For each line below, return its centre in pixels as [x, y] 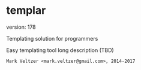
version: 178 [21, 27]
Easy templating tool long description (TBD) [60, 50]
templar [26, 10]
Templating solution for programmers [52, 38]
